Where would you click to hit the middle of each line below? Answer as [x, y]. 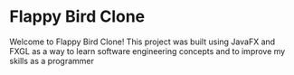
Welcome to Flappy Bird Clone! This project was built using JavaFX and [142, 42]
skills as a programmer [52, 61]
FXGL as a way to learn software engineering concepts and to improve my [147, 51]
